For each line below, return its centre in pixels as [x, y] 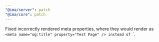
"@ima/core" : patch [25, 14]
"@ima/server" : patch [28, 10]
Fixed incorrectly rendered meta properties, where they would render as [79, 28]
